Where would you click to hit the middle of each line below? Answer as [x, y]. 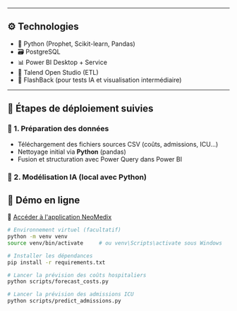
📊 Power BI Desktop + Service [62, 62]
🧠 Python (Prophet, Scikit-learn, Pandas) [76, 44]
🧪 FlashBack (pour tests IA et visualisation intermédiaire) [99, 80]
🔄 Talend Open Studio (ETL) [58, 72]
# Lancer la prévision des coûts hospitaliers [77, 275]
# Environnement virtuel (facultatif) [64, 230]
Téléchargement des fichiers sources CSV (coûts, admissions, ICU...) [118, 144]
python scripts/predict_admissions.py [64, 301]
